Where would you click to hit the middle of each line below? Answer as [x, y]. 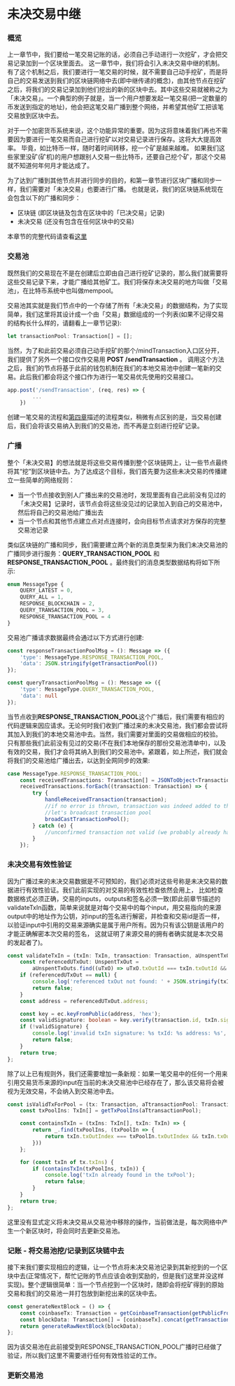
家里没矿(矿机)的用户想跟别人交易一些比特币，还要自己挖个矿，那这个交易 [120, 157]
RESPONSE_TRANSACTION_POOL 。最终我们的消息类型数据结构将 [105, 562]
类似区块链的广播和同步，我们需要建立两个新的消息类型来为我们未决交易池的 [117, 545]
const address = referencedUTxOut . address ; [84, 1001]
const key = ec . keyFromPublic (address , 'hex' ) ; [90, 1014]
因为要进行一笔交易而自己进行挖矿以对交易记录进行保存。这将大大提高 [114, 139]
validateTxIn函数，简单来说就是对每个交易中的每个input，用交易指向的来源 [114, 907]
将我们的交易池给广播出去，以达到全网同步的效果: [79, 760]
